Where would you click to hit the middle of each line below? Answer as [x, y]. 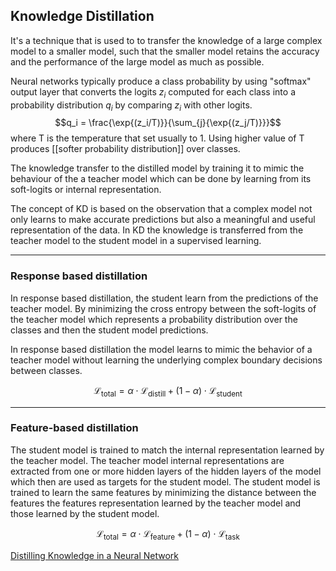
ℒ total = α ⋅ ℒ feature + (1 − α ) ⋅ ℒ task [168, 534]
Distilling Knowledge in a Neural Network [95, 555]
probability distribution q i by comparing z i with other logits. [131, 106]
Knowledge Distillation [82, 16]
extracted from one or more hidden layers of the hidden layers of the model [166, 471]
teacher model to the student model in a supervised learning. [136, 241]
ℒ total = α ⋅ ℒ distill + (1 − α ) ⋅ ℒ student [168, 391]
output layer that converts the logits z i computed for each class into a [153, 92]
